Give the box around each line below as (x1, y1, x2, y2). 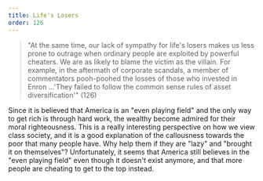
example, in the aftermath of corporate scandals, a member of (27, 65, 229, 74)
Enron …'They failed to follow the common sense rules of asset (27, 81, 232, 91)
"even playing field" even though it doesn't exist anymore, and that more (8, 155, 243, 165)
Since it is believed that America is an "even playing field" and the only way (8, 105, 252, 114)
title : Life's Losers (8, 11, 79, 20)
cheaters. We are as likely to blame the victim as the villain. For (27, 56, 231, 67)
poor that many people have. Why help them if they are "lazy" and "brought (8, 139, 253, 148)
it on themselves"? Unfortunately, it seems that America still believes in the (8, 147, 250, 157)
